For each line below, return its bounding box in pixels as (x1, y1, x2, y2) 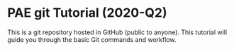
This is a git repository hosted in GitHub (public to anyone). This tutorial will (7, 28, 228, 36)
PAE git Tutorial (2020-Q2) (7, 5, 167, 21)
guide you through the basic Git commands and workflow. (7, 35, 177, 43)
